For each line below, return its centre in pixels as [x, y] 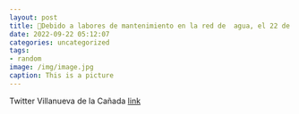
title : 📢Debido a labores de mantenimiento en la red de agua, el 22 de [150, 26]
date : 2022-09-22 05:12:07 [60, 34]
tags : [19, 51]
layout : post [34, 17]
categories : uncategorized [60, 42]
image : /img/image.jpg [51, 68]
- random [26, 59]
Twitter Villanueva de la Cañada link [75, 101]
